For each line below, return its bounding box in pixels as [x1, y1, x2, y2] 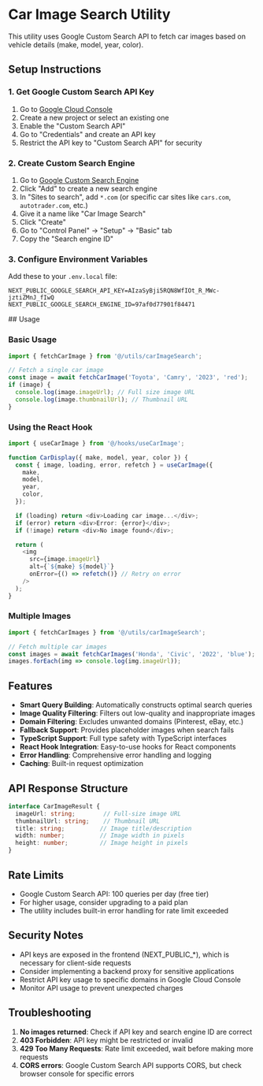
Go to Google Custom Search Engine [19, 175, 139, 184]
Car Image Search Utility [8, 6, 171, 24]
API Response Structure [8, 782, 128, 795]
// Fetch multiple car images [8, 642, 108, 651]
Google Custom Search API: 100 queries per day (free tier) [19, 889, 209, 898]
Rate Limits [8, 868, 65, 882]
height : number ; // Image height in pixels [15, 839, 189, 847]
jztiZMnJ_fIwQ [8, 294, 55, 302]
